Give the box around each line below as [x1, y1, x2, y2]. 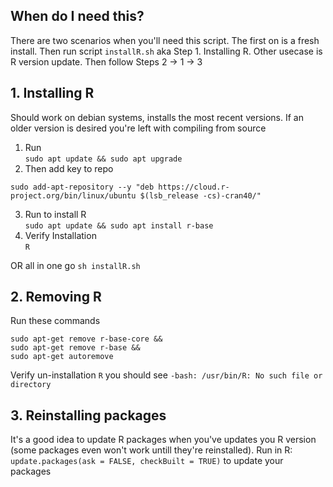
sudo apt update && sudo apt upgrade [24, 154, 183, 164]
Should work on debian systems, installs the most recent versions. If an [10, 111, 304, 123]
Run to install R [24, 208, 87, 220]
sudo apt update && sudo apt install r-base [24, 220, 214, 231]
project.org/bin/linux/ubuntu [10, 190, 137, 201]
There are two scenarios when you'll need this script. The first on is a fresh [10, 34, 320, 46]
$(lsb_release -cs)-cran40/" [139, 190, 262, 201]
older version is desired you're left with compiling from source [10, 122, 267, 134]
